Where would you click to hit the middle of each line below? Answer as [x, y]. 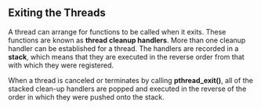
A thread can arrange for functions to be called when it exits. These [117, 31]
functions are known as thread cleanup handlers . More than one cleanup [127, 40]
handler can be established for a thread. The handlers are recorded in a [123, 48]
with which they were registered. [61, 65]
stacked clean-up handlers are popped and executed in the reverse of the [127, 89]
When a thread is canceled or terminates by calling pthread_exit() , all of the [130, 80]
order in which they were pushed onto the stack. [86, 96]
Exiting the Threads [57, 13]
